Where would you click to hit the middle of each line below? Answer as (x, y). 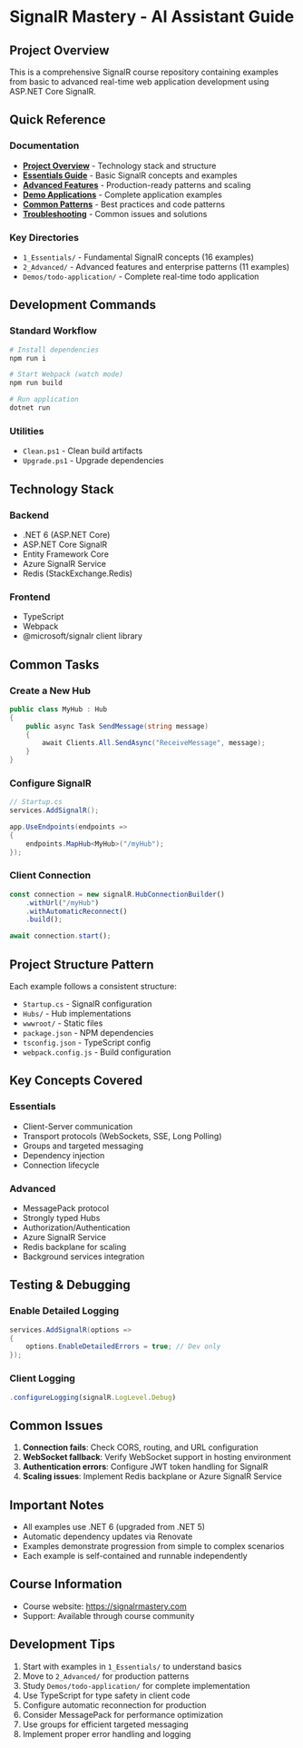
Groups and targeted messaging (83, 1146)
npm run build (36, 383)
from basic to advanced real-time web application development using (139, 82)
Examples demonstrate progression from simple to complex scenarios (153, 1546)
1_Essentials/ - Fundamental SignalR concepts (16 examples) (138, 257)
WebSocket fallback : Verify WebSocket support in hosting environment (157, 1457)
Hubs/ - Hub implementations (77, 1014)
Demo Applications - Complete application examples (122, 194)
